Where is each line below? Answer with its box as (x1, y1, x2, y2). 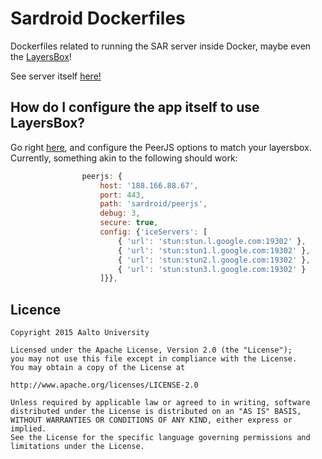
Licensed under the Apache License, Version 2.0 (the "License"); (10, 345, 293, 356)
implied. (10, 424, 47, 434)
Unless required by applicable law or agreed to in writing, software (10, 398, 311, 408)
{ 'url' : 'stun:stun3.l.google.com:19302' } (117, 264, 307, 274)
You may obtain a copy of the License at (10, 363, 186, 373)
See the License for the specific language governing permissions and (10, 433, 311, 443)
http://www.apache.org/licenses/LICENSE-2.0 (10, 380, 199, 391)
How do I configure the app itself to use (10, 99, 260, 116)
